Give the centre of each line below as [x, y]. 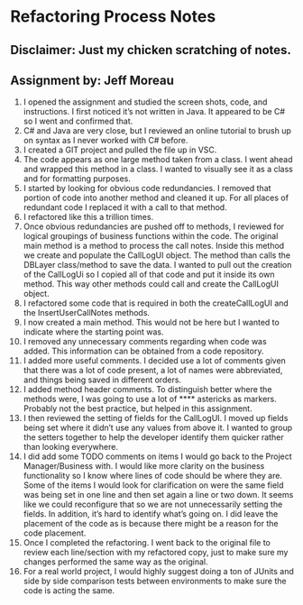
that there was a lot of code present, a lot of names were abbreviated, [153, 371]
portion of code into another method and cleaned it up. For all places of [156, 198]
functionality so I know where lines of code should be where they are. [153, 476]
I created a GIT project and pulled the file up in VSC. [120, 150]
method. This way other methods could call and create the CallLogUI [151, 284]
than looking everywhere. [70, 447]
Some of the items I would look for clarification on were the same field [153, 485]
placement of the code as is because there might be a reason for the [151, 524]
